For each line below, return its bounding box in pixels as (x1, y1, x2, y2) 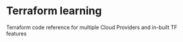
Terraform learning (6, 4, 103, 18)
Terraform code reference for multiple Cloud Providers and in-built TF (6, 24, 178, 31)
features (6, 30, 27, 37)
